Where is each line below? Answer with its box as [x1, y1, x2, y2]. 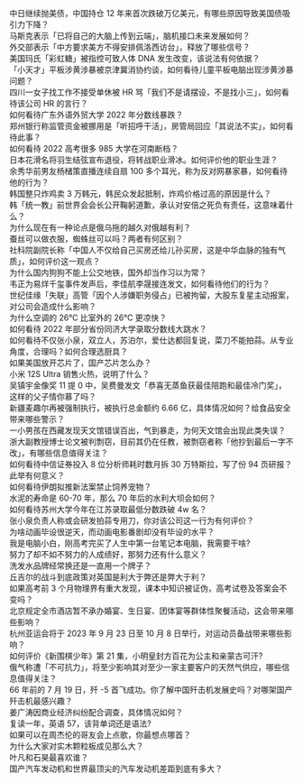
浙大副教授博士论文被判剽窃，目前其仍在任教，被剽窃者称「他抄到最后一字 [9, 437, 286, 446]
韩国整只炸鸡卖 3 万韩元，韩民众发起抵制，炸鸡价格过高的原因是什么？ [9, 189, 272, 198]
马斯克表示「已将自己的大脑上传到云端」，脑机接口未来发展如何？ [9, 31, 251, 41]
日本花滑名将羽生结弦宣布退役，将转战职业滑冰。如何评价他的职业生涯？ [9, 154, 278, 165]
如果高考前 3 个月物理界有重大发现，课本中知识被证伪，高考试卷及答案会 [9, 583, 280, 593]
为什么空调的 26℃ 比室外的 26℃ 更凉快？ [9, 312, 168, 323]
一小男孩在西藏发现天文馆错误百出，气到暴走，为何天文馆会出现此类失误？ [9, 425, 286, 436]
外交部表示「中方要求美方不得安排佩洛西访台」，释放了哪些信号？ [9, 41, 251, 52]
